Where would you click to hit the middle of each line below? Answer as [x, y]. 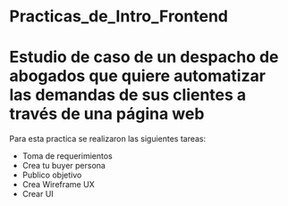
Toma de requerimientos [68, 156]
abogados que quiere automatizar [138, 76]
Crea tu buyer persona [64, 166]
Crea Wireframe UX [59, 185]
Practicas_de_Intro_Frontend [119, 16]
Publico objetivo [52, 175]
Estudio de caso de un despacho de [144, 58]
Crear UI [38, 194]
